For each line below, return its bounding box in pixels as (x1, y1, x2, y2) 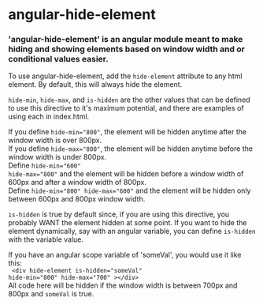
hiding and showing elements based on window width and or (8, 43, 246, 55)
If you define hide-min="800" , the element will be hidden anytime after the (8, 127, 247, 137)
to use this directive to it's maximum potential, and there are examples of (8, 104, 244, 113)
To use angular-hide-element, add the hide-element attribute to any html (8, 71, 243, 81)
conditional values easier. (8, 54, 109, 65)
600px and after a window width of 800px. (8, 178, 147, 187)
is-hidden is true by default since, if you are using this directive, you (8, 209, 230, 219)
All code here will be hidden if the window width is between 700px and (8, 281, 238, 290)
